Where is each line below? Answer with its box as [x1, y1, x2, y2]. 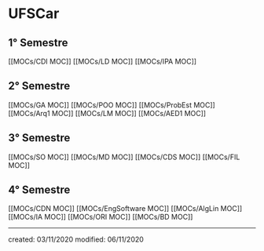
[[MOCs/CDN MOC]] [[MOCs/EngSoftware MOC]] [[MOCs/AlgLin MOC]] [8, 204, 243, 213]
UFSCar [8, 5, 60, 23]
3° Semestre [8, 131, 71, 145]
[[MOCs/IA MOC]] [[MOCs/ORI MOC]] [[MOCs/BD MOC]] [8, 213, 193, 222]
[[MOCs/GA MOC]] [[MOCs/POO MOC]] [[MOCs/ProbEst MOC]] [8, 100, 216, 110]
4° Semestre [8, 184, 71, 197]
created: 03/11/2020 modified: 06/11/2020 [8, 235, 144, 244]
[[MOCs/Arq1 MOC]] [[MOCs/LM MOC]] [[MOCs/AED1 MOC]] [8, 108, 207, 118]
